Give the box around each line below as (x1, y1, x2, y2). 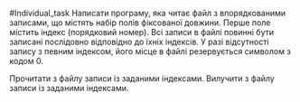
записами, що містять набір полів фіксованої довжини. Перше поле (9, 17, 271, 28)
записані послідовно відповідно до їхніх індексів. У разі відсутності (9, 36, 269, 47)
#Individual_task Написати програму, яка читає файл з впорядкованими (9, 8, 286, 18)
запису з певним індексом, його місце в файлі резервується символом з (9, 46, 291, 57)
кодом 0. (9, 56, 43, 66)
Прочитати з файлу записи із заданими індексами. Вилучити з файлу (9, 73, 276, 84)
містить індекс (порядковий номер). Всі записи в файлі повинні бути (9, 27, 274, 37)
